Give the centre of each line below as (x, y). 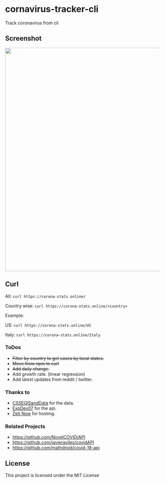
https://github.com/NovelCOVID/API (49, 437)
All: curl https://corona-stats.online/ (45, 296)
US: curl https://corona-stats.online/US (48, 325)
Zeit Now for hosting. (34, 414)
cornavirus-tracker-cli (52, 9)
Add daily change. (31, 369)
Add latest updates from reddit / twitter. (52, 379)
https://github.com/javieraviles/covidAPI (53, 442)
